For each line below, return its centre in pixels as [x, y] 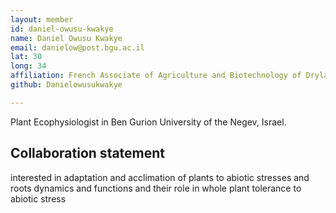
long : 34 [28, 66]
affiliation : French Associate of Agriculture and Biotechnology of [156, 76]
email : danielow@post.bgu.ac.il [77, 47]
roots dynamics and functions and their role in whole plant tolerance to [156, 188]
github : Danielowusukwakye [66, 85]
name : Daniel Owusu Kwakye [66, 38]
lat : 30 [26, 57]
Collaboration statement [88, 153]
